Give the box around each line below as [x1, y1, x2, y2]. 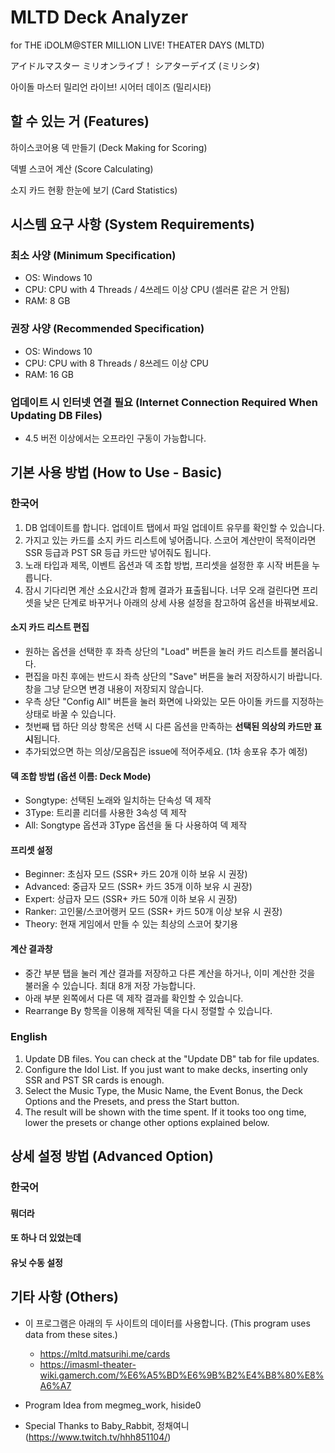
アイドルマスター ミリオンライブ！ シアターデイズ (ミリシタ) [10, 59, 260, 71]
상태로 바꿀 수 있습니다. [24, 707, 117, 720]
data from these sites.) [24, 1328, 118, 1340]
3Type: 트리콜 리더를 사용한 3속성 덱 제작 [24, 807, 187, 819]
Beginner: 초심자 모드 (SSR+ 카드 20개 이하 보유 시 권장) [24, 868, 248, 880]
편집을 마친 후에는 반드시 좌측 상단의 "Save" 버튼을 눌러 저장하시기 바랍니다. [24, 670, 323, 682]
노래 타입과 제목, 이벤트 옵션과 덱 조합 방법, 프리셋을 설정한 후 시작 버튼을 [24, 559, 310, 571]
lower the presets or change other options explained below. [24, 1116, 270, 1128]
